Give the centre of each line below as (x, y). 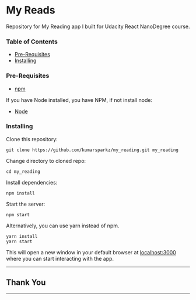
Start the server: (26, 204)
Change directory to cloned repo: (46, 161)
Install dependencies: (32, 182)
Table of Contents (32, 42)
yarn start (19, 241)
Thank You (26, 283)
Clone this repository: (32, 139)
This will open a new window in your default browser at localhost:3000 (91, 252)
